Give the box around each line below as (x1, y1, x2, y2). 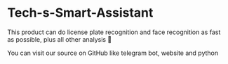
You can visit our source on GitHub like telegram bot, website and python (7, 49, 219, 57)
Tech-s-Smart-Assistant (7, 5, 154, 21)
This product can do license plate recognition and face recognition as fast (7, 28, 221, 36)
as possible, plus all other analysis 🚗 (7, 35, 112, 43)
